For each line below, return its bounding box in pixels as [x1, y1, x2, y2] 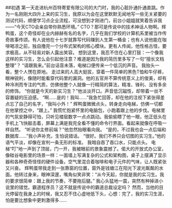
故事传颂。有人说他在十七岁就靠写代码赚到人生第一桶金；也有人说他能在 [9, 36, 162, 43]
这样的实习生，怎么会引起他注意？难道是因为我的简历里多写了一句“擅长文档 [5, 56, 165, 62]
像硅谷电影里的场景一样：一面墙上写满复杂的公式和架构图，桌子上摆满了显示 [5, 152, 167, 158]
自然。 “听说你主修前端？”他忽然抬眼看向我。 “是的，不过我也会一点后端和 [9, 126, 166, 133]
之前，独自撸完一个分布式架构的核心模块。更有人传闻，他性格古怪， [18, 43, 162, 49]
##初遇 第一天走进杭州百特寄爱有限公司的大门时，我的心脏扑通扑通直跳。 [5, 5, 160, 10]
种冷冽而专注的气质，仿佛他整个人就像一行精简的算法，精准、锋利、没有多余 [5, 82, 167, 87]
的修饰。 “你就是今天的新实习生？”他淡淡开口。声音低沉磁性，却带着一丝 [5, 88, 159, 94]
